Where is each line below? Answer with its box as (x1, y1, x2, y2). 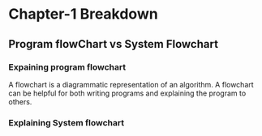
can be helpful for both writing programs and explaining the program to (8, 88, 247, 98)
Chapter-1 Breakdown (8, 5, 158, 23)
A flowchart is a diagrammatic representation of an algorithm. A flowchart (8, 79, 254, 89)
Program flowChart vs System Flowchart (8, 37, 219, 51)
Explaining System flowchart (8, 117, 124, 128)
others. (8, 96, 32, 106)
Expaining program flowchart (8, 62, 127, 73)
